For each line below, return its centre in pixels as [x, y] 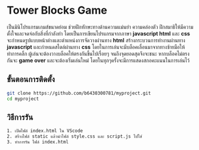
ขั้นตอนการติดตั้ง [31, 79]
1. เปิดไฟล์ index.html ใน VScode [45, 131]
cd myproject [23, 99]
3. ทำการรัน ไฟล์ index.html [38, 142]
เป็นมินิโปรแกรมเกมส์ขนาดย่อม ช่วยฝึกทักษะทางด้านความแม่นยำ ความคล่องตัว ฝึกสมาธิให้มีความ [100, 27]
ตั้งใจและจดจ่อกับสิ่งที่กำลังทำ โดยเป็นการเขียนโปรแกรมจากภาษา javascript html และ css [98, 33]
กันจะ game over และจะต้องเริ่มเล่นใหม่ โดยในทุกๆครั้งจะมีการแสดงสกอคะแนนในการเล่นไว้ [98, 60]
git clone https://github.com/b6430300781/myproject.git [79, 93]
